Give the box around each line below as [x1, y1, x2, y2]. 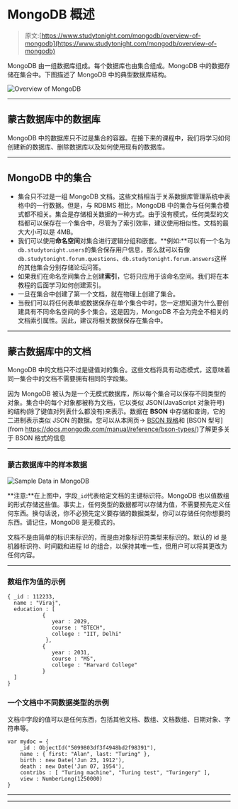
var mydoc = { [7, 738, 50, 745]
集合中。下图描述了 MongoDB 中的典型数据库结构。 [19, 70, 171, 79]
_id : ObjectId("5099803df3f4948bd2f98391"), [20, 744, 157, 752]
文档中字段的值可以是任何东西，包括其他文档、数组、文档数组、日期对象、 [7, 715, 225, 724]
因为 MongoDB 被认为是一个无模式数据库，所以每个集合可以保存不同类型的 [7, 389, 227, 398]
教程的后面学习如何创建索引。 [17, 281, 105, 289]
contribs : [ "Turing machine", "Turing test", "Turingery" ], [20, 769, 211, 776]
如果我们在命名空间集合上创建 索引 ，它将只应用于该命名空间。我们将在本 [17, 272, 229, 280]
